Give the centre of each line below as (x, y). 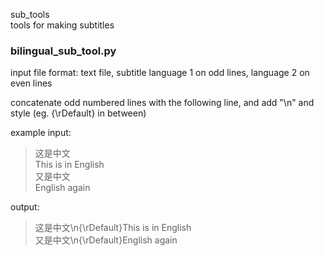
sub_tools (30, 14)
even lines (31, 83)
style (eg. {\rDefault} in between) (78, 113)
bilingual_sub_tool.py (63, 51)
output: (25, 207)
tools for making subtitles (62, 25)
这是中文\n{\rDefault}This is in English (113, 228)
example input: (41, 133)
